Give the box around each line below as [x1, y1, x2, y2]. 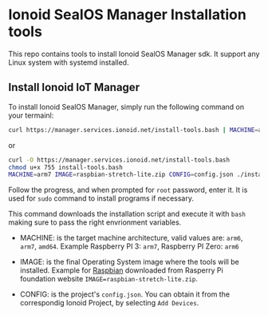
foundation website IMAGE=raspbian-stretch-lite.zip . [19, 274, 198, 284]
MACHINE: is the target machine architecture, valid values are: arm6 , [19, 233, 243, 243]
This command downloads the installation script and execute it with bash [8, 209, 246, 219]
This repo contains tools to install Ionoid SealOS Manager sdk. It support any [8, 49, 260, 58]
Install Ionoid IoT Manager [8, 81, 140, 94]
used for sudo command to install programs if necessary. [8, 193, 194, 203]
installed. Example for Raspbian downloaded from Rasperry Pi [19, 265, 223, 275]
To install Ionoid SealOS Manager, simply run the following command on [8, 102, 245, 111]
